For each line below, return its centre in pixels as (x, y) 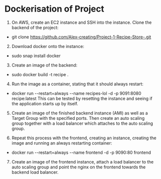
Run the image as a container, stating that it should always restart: (77, 84)
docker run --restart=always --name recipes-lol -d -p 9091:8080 (76, 93)
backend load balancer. (35, 172)
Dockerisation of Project (55, 9)
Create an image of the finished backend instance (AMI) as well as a (80, 113)
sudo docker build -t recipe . (40, 74)
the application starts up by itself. (45, 103)
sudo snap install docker (36, 56)
